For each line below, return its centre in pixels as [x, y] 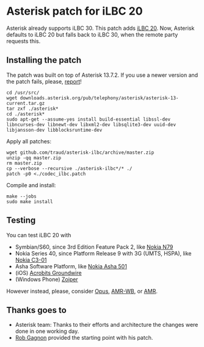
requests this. [24, 41]
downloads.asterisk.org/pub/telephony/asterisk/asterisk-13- [99, 98]
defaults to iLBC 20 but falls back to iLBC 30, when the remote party [92, 34]
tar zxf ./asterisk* [33, 109]
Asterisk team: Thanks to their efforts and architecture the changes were [107, 325]
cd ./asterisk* [26, 114]
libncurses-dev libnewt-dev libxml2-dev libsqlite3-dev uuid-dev [91, 124]
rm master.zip [24, 163]
